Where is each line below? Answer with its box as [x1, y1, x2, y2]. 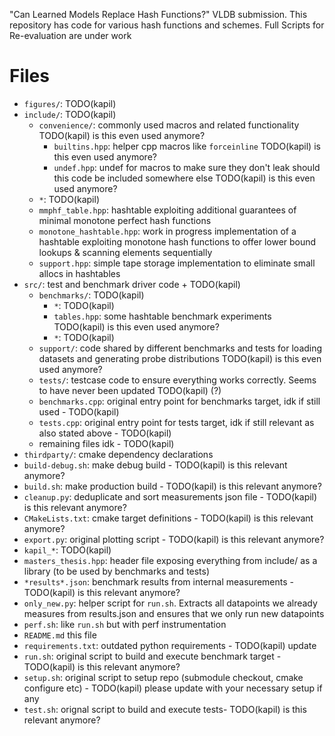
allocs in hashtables [38, 267, 121, 279]
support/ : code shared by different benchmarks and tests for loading [38, 342, 323, 354]
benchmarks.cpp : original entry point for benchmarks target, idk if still [38, 395, 321, 407]
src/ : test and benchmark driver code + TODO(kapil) [23, 278, 241, 290]
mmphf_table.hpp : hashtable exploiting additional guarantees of [38, 204, 297, 216]
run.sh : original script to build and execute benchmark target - [23, 650, 282, 662]
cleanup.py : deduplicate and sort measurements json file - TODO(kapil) [23, 490, 318, 503]
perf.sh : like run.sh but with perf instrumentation [23, 618, 227, 630]
